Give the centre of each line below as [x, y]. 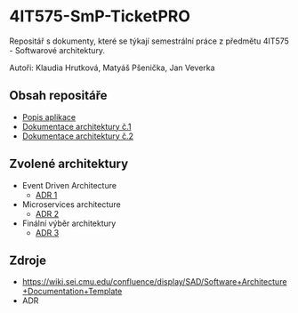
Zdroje [28, 260]
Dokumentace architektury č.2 [78, 136]
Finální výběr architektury [69, 223]
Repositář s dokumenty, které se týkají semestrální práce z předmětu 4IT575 [149, 41]
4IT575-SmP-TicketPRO [100, 16]
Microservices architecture [72, 204]
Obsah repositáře [59, 96]
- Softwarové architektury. [57, 50]
